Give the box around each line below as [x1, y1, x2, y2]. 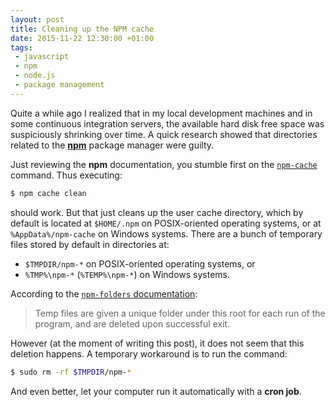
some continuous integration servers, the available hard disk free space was [10, 117, 325, 130]
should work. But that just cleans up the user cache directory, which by [10, 206, 304, 218]
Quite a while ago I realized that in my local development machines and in [10, 107, 313, 119]
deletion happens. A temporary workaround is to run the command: [10, 347, 288, 360]
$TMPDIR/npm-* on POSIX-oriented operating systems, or [24, 257, 256, 270]
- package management [14, 80, 105, 90]
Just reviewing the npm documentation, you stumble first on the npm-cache [10, 158, 318, 170]
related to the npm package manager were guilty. [10, 139, 215, 151]
